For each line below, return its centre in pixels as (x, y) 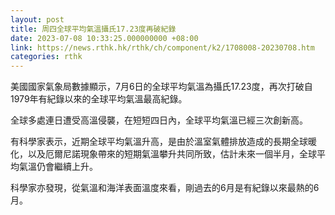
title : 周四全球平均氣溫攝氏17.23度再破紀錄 (93, 29)
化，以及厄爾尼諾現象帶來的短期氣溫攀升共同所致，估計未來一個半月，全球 (163, 154)
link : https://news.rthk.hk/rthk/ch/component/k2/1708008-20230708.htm (162, 47)
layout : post (37, 19)
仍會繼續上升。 (67, 167)
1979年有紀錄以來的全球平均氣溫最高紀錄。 (99, 99)
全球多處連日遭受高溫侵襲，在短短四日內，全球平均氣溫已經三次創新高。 (159, 120)
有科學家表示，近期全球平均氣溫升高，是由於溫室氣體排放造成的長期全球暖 (163, 142)
